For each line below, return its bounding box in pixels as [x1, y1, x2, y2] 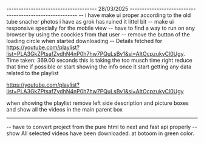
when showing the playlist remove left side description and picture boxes [6, 99, 189, 107]
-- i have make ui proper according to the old [78, 12, 191, 19]
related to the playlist [6, 70, 59, 76]
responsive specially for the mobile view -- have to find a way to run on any [6, 24, 195, 32]
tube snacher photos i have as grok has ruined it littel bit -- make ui [6, 18, 174, 25]
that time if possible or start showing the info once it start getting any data [6, 63, 192, 70]
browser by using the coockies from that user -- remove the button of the [6, 31, 190, 38]
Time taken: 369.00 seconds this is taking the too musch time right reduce [6, 57, 192, 64]
